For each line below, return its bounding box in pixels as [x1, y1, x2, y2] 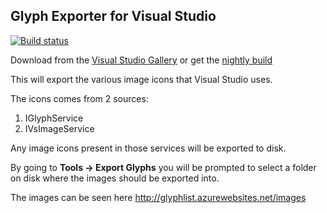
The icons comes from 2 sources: [10, 92, 149, 104]
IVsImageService [24, 122, 95, 134]
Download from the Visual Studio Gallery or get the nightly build [10, 54, 273, 66]
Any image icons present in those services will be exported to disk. [10, 142, 287, 154]
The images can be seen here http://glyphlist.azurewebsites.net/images [10, 191, 307, 203]
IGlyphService [24, 112, 84, 124]
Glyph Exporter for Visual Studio [10, 8, 217, 25]
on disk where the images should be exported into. [10, 172, 220, 184]
